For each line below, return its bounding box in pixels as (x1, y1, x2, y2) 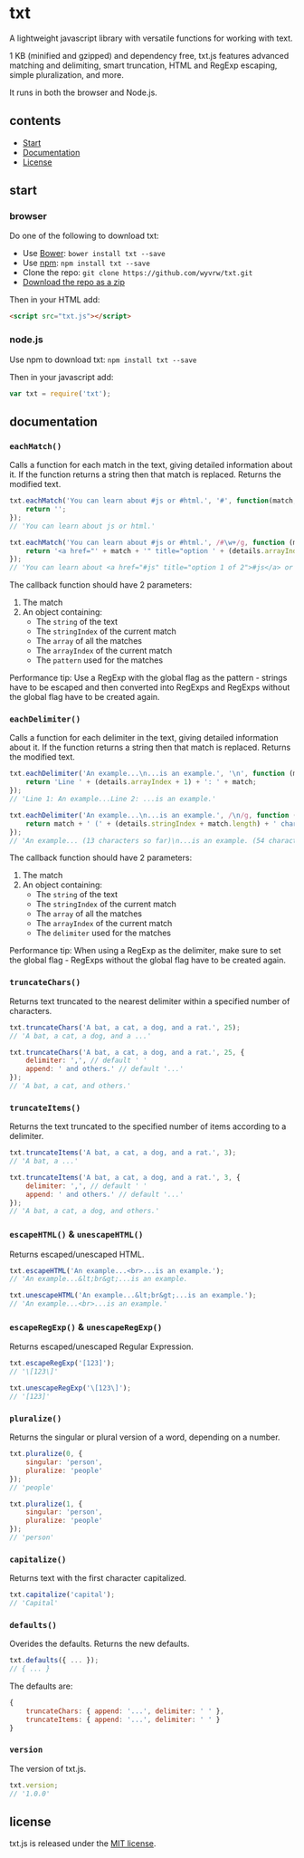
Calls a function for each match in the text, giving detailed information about (9, 460, 293, 471)
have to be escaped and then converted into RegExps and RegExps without (9, 682, 290, 693)
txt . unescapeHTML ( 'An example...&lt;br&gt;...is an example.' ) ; (9, 1291, 257, 1300)
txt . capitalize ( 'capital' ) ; (9, 1590, 116, 1600)
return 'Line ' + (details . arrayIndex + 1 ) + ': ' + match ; (25, 778, 257, 787)
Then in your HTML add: (9, 294, 100, 305)
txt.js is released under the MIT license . (9, 1838, 157, 1849)
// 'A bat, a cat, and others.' (9, 1081, 131, 1091)
